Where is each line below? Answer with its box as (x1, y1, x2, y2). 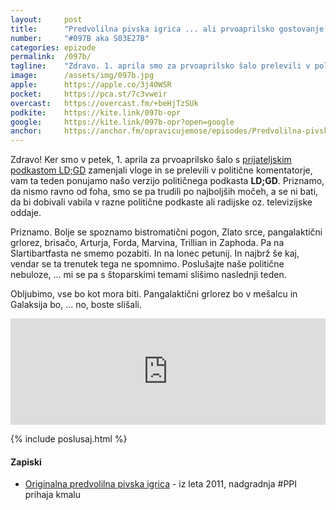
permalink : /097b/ (10, 52, 92, 62)
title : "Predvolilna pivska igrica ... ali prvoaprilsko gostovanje (10, 24, 325, 34)
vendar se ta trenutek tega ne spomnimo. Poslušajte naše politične (10, 258, 285, 270)
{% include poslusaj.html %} (10, 433, 128, 445)
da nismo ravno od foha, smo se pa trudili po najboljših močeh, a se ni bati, (10, 186, 319, 198)
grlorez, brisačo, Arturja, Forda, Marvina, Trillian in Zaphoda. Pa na (10, 237, 285, 249)
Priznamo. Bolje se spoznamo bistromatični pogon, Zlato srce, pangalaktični (10, 226, 323, 238)
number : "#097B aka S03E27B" (10, 33, 150, 43)
